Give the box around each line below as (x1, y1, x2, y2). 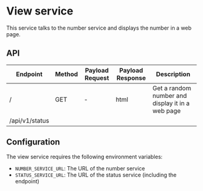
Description (156, 70, 190, 78)
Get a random (152, 83, 192, 92)
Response (117, 74, 146, 82)
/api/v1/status (9, 116, 50, 125)
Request (84, 74, 109, 82)
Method (55, 70, 79, 78)
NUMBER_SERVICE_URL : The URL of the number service (14, 164, 146, 172)
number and (152, 91, 187, 100)
